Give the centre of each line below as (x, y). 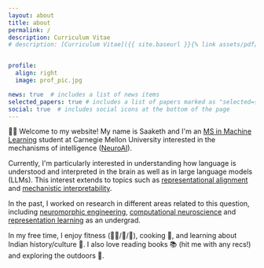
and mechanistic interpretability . (60, 189)
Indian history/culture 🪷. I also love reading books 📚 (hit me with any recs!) (130, 244)
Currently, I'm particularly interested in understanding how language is (122, 163)
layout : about (31, 15)
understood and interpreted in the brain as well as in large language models (130, 172)
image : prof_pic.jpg (49, 80)
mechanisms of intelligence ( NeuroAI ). (70, 148)
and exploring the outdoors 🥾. (56, 255)
